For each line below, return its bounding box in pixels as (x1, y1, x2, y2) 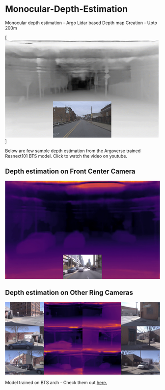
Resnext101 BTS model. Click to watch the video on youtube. (5, 153, 128, 159)
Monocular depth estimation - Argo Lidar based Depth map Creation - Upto (5, 20, 157, 26)
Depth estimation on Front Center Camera (5, 167, 136, 176)
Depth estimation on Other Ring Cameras (5, 289, 134, 297)
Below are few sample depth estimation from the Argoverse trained (5, 148, 141, 154)
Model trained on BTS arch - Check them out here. (5, 379, 107, 385)
